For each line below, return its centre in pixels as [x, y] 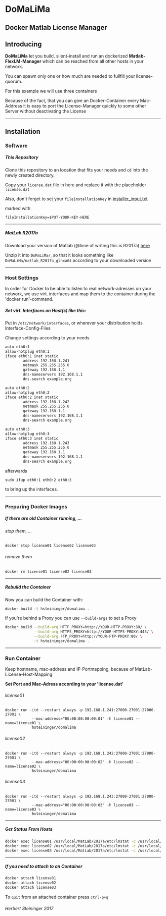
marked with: [19, 208]
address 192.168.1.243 [46, 443]
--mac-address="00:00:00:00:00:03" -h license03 [83, 805]
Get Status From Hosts [29, 829]
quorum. [14, 81]
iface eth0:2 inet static [32, 397]
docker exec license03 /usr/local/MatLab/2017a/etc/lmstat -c [70, 851]
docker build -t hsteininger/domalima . [47, 609]
